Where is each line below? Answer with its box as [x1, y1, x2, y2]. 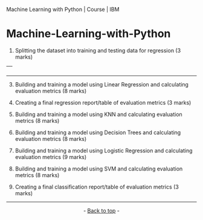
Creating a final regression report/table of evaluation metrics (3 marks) [14, 99, 192, 106]
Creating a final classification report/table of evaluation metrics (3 [14, 183, 179, 190]
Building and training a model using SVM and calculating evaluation [14, 165, 183, 172]
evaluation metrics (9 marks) [14, 153, 87, 160]
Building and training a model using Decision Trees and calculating [14, 129, 181, 136]
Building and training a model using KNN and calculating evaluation [14, 111, 182, 118]
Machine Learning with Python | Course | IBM [6, 6, 120, 13]
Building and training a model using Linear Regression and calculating [14, 80, 189, 88]
